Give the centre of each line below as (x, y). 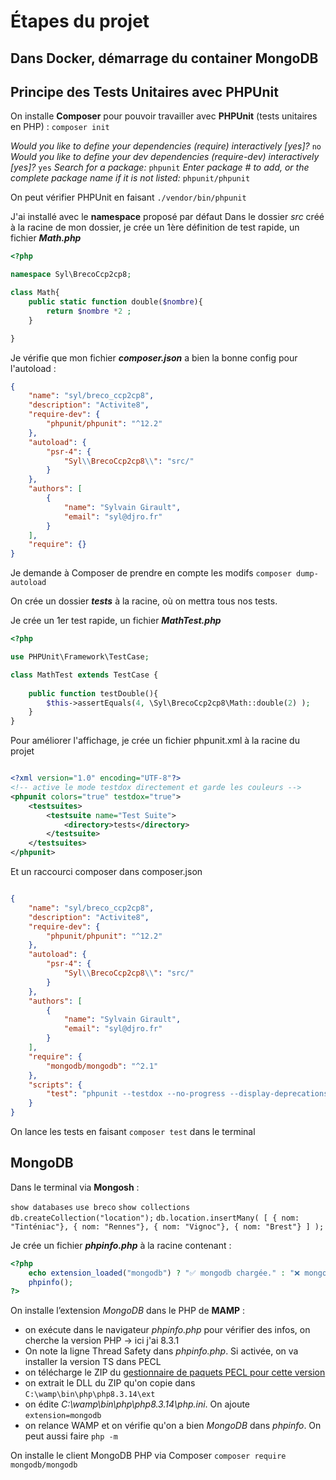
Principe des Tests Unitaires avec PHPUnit (144, 91)
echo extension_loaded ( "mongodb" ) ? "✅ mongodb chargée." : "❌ (164, 1273)
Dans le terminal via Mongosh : (75, 1187)
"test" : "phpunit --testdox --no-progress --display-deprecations (187, 1094)
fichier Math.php (46, 238)
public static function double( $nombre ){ (115, 302)
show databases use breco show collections (100, 1207)
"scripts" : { (55, 1085)
